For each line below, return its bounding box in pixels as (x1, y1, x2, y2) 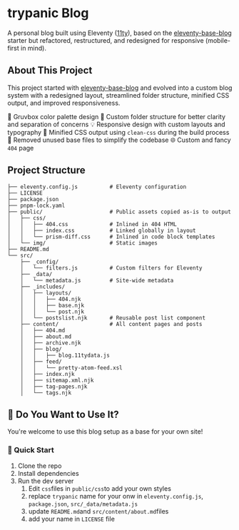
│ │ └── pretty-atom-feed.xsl (20, 364, 123, 372)
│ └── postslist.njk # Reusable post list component (20, 314, 205, 322)
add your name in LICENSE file (28, 514, 116, 523)
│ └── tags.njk (20, 389, 72, 397)
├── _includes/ (20, 283, 66, 290)
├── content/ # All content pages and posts (20, 320, 203, 327)
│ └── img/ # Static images (7, 239, 158, 247)
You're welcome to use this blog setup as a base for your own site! (7, 427, 203, 436)
